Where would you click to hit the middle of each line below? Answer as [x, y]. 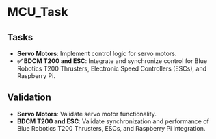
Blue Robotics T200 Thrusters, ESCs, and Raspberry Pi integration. [111, 128]
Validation [29, 98]
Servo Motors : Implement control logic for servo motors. [97, 53]
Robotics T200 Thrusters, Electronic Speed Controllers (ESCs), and [112, 68]
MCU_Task [38, 12]
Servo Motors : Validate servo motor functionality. [87, 114]
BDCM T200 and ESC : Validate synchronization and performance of [113, 121]
